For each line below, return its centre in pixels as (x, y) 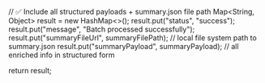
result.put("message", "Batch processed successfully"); (102, 29)
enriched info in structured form (62, 55)
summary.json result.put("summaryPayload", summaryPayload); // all (124, 46)
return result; (30, 71)
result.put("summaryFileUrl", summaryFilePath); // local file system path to (132, 38)
